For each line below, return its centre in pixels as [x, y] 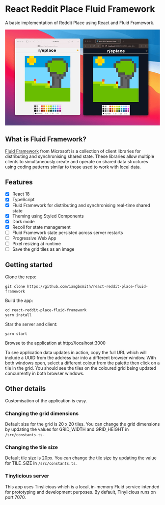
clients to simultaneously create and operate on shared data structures [77, 161]
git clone [15, 286]
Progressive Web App [34, 238]
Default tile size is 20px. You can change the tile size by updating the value [81, 458]
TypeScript [23, 200]
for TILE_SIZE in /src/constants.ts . [41, 463]
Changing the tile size [31, 447]
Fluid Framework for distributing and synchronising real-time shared [81, 205]
